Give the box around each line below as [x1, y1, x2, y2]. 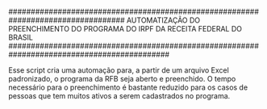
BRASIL [8, 32, 34, 42]
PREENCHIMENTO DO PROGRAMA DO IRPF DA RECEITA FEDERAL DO [8, 24, 243, 33]
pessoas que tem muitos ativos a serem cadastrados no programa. [8, 91, 231, 100]
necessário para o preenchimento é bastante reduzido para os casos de [8, 82, 248, 92]
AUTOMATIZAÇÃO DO [126, 15, 201, 25]
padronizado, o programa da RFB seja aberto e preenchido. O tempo [8, 74, 236, 83]
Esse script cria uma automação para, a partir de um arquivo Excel [8, 65, 230, 75]
